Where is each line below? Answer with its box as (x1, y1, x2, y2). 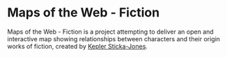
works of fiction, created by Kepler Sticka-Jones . (7, 42, 148, 50)
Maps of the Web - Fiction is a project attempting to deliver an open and (7, 27, 214, 36)
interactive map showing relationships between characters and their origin (7, 34, 221, 43)
